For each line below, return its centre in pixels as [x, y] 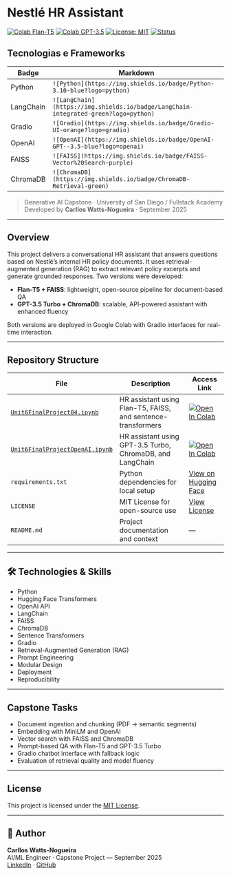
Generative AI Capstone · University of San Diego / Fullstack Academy [123, 202]
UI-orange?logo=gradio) [91, 130]
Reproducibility [38, 679]
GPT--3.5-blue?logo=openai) [98, 146]
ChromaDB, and [145, 454]
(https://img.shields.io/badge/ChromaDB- [121, 179]
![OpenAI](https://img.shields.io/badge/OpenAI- [133, 139]
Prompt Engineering [45, 657]
